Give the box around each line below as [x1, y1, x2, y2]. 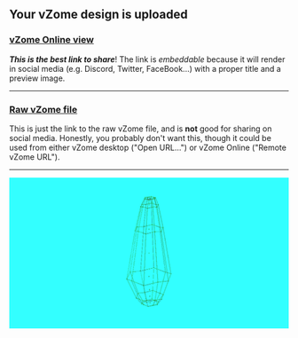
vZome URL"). [9, 151, 60, 162]
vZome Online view [9, 34, 95, 46]
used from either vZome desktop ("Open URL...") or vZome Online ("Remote [9, 142, 286, 153]
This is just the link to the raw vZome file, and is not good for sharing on [9, 123, 272, 134]
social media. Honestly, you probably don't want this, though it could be [9, 132, 272, 143]
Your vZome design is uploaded [9, 7, 188, 22]
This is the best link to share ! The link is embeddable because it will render [9, 53, 286, 65]
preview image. [9, 73, 66, 83]
